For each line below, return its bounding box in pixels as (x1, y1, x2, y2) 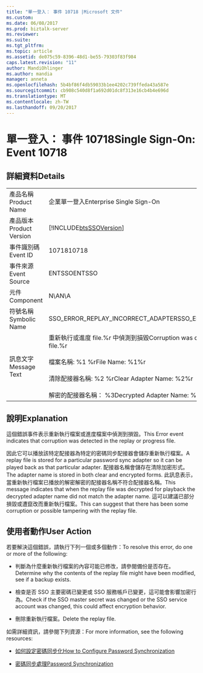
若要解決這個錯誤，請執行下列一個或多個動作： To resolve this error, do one (6, 544, 193, 551)
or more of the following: (6, 550, 68, 558)
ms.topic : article (6, 48, 53, 54)
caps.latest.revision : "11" (6, 59, 77, 65)
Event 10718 (6, 146, 68, 159)
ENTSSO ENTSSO (48, 268, 98, 277)
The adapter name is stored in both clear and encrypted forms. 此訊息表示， (6, 471, 196, 478)
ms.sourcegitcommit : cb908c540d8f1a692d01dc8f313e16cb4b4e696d (6, 88, 169, 94)
